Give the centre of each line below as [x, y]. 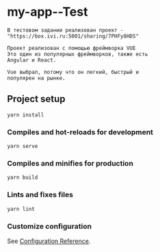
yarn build [23, 178]
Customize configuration [50, 226]
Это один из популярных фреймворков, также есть [78, 54]
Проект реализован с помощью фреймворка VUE [71, 48]
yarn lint [21, 209]
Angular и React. [32, 60]
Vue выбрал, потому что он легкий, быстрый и [73, 72]
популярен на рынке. [37, 78]
